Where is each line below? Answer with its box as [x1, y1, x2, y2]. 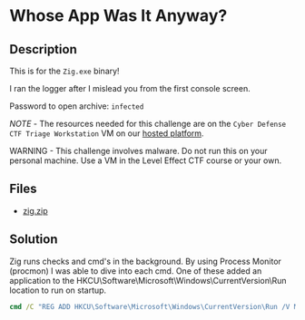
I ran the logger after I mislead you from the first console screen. [9, 83, 251, 93]
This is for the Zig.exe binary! [9, 65, 120, 76]
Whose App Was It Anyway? [9, 5, 228, 26]
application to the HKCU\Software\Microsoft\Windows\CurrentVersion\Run [9, 275, 288, 286]
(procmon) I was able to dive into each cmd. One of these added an [9, 265, 262, 276]
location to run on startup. [9, 285, 107, 296]
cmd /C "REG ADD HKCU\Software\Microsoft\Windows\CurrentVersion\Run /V [9, 302, 290, 311]
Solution [9, 232, 58, 247]
